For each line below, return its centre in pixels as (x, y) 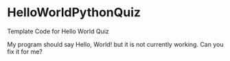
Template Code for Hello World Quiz (58, 31)
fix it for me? (25, 52)
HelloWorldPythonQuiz (74, 13)
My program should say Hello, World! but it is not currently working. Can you (115, 44)
